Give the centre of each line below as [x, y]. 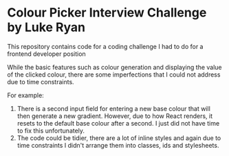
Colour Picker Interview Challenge [107, 13]
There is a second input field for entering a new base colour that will [114, 108]
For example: [26, 95]
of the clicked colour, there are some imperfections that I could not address [114, 75]
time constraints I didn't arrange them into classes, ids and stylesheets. [118, 145]
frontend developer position [46, 54]
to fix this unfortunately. [51, 130]
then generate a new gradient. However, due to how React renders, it [115, 116]
